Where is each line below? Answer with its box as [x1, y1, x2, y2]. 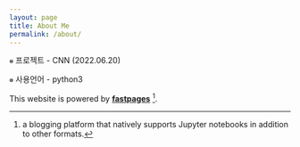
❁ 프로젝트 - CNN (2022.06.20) [9, 55, 121, 66]
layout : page [9, 12, 58, 22]
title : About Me [9, 21, 70, 30]
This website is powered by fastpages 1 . [9, 92, 158, 104]
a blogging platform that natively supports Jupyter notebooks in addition [21, 119, 288, 130]
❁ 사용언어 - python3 [9, 74, 83, 85]
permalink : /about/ [9, 29, 82, 38]
